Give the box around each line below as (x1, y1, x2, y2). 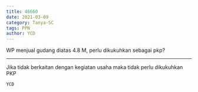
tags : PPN (6, 25, 31, 31)
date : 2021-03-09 (6, 14, 49, 20)
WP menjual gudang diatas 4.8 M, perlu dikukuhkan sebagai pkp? (6, 47, 166, 54)
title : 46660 (6, 8, 38, 15)
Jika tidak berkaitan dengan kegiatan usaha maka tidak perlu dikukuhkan (6, 64, 183, 71)
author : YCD (6, 31, 35, 37)
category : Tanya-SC (6, 19, 54, 25)
